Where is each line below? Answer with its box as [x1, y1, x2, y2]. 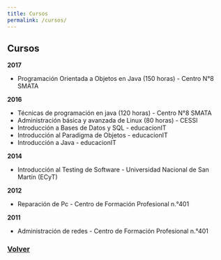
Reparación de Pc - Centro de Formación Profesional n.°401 [17, 200, 190, 208]
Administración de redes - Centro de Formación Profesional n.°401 [17, 227, 209, 236]
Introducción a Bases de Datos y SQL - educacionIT [17, 123, 167, 132]
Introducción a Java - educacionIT [17, 139, 116, 147]
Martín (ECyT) [17, 173, 58, 181]
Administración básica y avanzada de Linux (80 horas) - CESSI [17, 116, 198, 125]
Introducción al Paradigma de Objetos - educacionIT [17, 131, 169, 139]
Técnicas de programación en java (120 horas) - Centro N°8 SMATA [17, 109, 212, 117]
